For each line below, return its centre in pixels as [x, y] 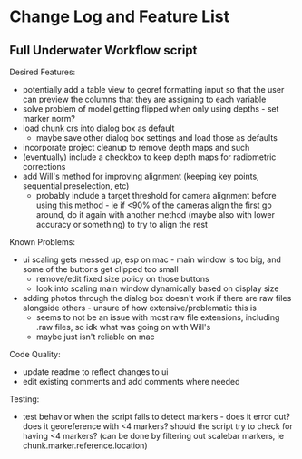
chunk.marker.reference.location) [85, 445]
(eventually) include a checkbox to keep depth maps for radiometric [149, 157]
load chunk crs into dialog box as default [98, 128]
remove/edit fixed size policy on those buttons [123, 279]
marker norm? [49, 118]
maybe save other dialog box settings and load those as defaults [157, 137]
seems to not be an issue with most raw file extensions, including [158, 317]
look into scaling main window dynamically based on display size [157, 288]
